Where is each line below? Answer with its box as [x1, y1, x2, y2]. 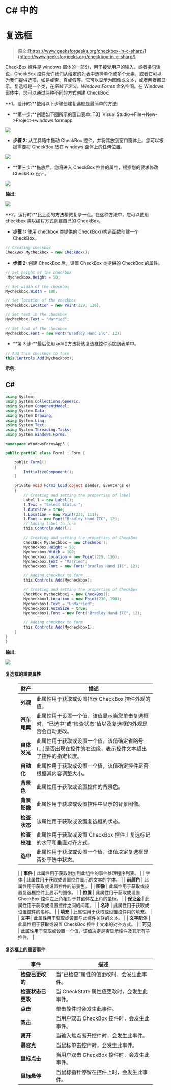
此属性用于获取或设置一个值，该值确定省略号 [36, 737, 144, 744]
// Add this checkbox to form [5, 351, 70, 356]
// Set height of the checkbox [5, 270, 72, 275]
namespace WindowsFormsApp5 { [5, 442, 70, 447]
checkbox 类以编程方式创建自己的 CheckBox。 [5, 218, 103, 224]
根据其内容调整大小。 [36, 770, 88, 777]
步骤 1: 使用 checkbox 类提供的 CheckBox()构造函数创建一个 [12, 228, 139, 235]
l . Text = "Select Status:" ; [23, 502, 83, 507]
